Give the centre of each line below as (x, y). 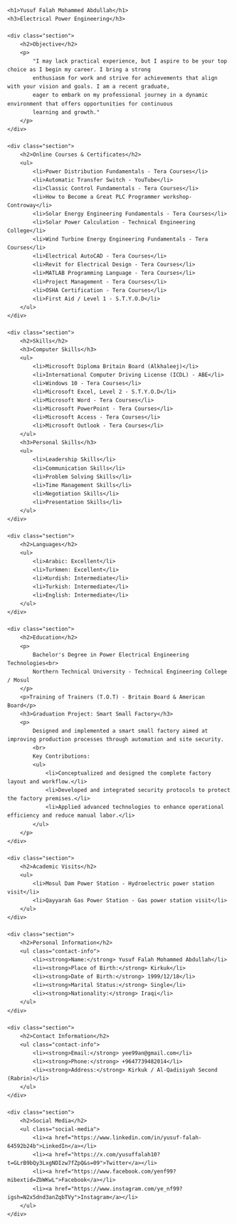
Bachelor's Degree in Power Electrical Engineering (111, 654)
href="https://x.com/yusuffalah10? (108, 1155)
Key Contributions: (62, 757)
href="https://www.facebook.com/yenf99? (116, 1172)
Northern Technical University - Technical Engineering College (130, 671)
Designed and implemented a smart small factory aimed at (120, 731)
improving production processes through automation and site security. (116, 740)
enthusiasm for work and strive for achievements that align (125, 78)
